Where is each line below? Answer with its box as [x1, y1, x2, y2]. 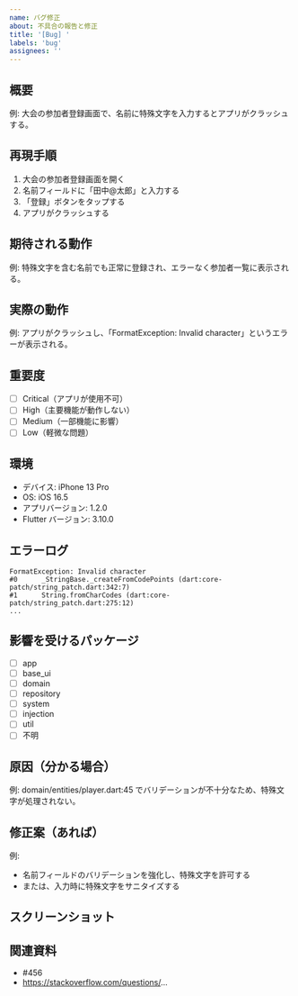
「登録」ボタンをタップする [22, 195, 126, 207]
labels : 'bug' [9, 38, 63, 48]
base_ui [22, 667, 51, 678]
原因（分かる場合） [9, 758, 116, 774]
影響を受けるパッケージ [9, 633, 139, 648]
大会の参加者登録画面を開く [22, 173, 126, 185]
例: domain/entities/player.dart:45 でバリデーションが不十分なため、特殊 [9, 784, 277, 795]
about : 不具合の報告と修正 [9, 22, 99, 31]
